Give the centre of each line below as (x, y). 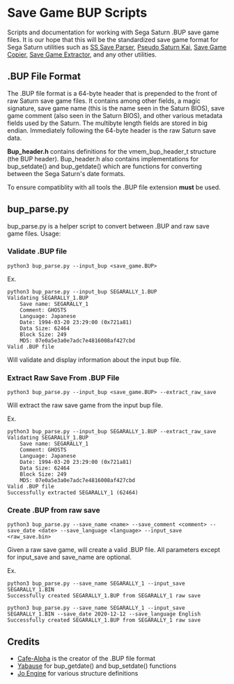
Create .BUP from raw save (54, 510)
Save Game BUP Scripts (77, 13)
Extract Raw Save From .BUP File (63, 377)
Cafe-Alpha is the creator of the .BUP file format (86, 659)
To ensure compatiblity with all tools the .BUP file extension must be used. (114, 187)
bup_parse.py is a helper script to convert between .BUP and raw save (109, 226)
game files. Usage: (34, 233)
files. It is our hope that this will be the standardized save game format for (113, 39)
